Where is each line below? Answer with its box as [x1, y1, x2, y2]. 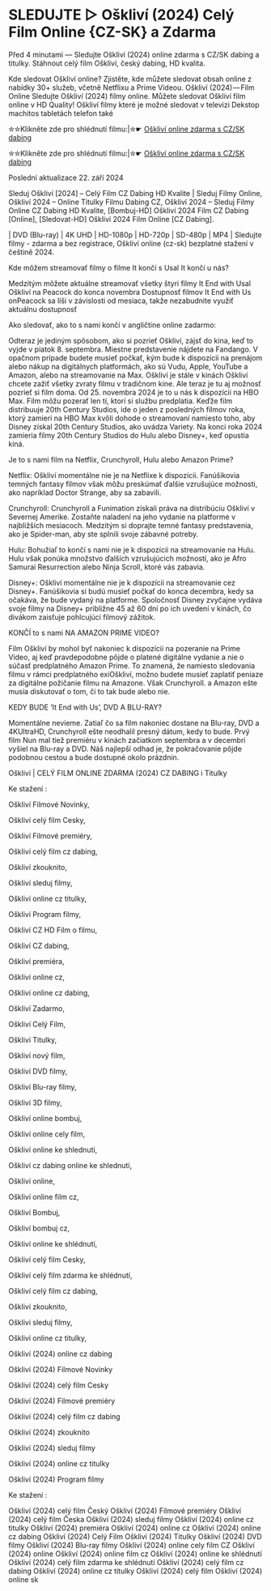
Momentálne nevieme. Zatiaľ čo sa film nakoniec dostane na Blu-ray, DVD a [8, 718, 260, 727]
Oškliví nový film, [8, 1051, 66, 1060]
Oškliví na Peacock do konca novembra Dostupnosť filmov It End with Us [8, 287, 252, 296]
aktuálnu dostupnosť [8, 304, 78, 314]
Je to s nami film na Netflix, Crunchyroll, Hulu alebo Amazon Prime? [8, 454, 234, 464]
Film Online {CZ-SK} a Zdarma [8, 23, 217, 41]
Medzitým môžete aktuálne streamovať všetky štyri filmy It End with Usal [8, 278, 252, 288]
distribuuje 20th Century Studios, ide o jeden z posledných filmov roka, [8, 404, 246, 414]
